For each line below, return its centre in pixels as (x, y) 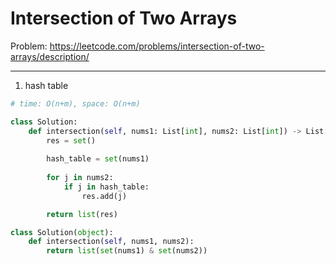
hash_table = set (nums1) (98, 159)
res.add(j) (104, 196)
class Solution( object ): (62, 232)
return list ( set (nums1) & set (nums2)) (127, 251)
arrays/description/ (50, 56)
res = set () (71, 140)
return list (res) (82, 214)
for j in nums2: (80, 178)
